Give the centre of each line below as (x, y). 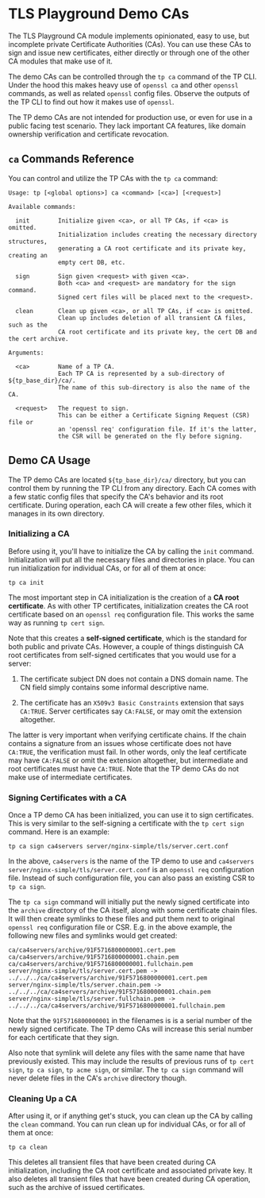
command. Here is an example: (59, 832)
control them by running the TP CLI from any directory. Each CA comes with (132, 488)
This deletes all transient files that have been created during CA (112, 1162)
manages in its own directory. (56, 513)
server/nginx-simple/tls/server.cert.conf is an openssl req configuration (131, 870)
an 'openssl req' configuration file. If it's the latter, (158, 429)
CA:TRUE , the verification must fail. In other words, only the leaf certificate (128, 752)
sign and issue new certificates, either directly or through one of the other (129, 52)
